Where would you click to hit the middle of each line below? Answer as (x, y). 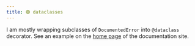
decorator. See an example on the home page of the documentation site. (98, 36)
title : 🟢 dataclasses (35, 12)
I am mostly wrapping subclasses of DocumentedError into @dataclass (93, 29)
